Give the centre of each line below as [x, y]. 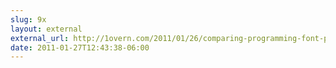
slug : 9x [28, 19]
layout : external [46, 29]
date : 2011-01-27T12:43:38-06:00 [80, 47]
